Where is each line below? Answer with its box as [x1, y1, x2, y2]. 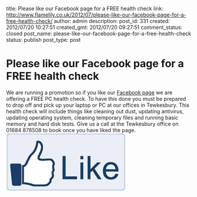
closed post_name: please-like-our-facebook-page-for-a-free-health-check [6, 30, 192, 37]
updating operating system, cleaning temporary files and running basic [6, 114, 179, 121]
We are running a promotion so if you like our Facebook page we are [6, 88, 173, 96]
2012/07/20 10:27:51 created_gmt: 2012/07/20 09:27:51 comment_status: [6, 24, 183, 31]
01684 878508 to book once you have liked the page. [6, 126, 136, 133]
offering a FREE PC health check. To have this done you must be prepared [6, 95, 186, 102]
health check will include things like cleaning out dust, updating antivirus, [6, 107, 184, 114]
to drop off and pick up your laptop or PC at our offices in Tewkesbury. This [6, 101, 190, 109]
